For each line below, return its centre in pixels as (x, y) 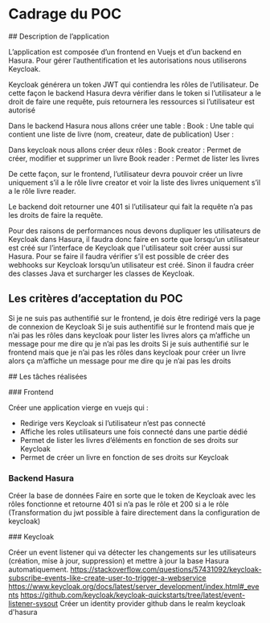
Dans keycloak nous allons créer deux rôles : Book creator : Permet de (125, 150)
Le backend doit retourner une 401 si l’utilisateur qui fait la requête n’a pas (131, 207)
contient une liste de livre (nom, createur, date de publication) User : (121, 134)
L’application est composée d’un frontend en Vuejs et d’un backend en (125, 51)
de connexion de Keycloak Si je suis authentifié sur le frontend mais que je (131, 326)
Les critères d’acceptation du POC (96, 299)
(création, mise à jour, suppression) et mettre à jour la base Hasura (119, 561)
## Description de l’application (59, 36)
